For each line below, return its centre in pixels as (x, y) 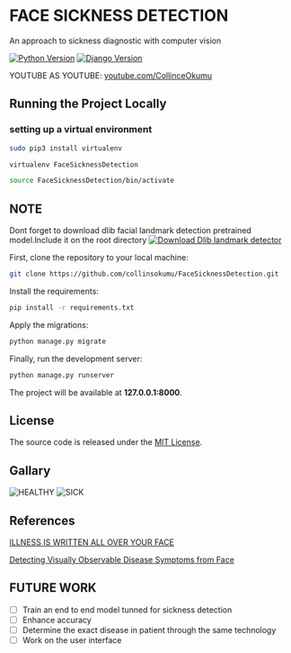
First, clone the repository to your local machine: (99, 258)
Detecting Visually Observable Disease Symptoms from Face (122, 560)
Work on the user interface (72, 640)
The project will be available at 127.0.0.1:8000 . (96, 392)
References (42, 520)
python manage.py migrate (57, 341)
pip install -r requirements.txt (72, 307)
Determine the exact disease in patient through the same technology (149, 630)
